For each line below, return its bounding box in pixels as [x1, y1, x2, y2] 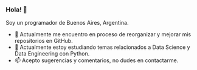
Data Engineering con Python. [14, 50, 90, 57]
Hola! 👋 [5, 5, 28, 14]
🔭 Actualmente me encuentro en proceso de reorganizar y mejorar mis [14, 31, 192, 38]
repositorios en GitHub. [14, 37, 74, 45]
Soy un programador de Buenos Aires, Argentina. [5, 19, 129, 27]
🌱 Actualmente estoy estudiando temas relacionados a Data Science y [14, 43, 190, 51]
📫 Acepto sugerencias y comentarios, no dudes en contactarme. [14, 57, 179, 64]
